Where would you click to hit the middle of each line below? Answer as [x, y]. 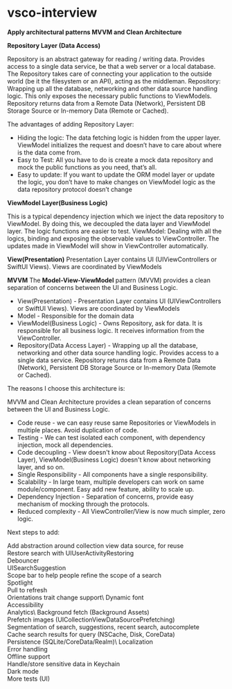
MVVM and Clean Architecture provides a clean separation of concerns [109, 402]
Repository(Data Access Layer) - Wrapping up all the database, [107, 345]
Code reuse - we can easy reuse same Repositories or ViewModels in [116, 423]
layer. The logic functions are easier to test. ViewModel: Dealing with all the [115, 231]
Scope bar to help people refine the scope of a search [84, 575]
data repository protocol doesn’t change [75, 189]
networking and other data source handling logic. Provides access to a [118, 352]
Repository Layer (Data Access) [54, 45]
